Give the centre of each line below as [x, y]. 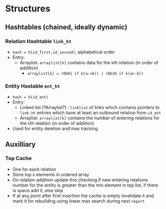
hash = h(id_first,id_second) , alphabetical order [64, 52]
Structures [28, 9]
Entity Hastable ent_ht [33, 86]
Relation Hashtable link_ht [38, 41]
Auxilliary [20, 144]
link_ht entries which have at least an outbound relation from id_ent [90, 113]
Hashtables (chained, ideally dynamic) [66, 27]
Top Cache [19, 158]
